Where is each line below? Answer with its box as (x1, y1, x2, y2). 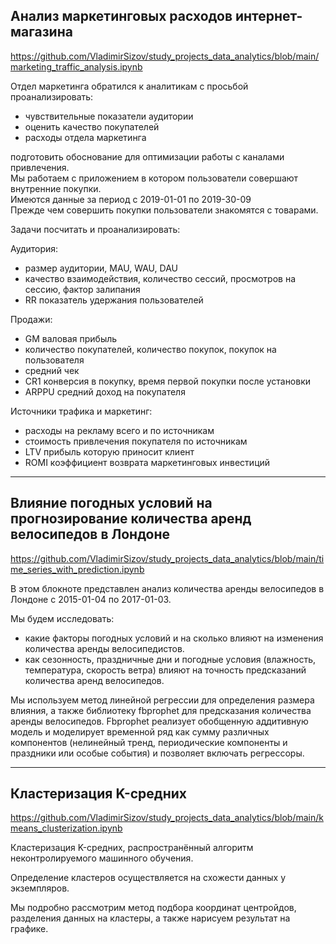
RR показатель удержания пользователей (24, 294, 204, 306)
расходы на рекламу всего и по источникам (24, 424, 215, 436)
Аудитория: (10, 242, 59, 254)
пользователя (24, 354, 85, 366)
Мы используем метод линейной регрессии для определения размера (10, 694, 315, 706)
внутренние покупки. (10, 182, 102, 194)
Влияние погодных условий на (10, 495, 213, 512)
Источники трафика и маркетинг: (10, 405, 153, 417)
